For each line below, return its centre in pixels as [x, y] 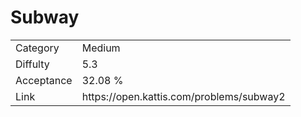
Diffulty [32, 64]
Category [37, 48]
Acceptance [44, 80]
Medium [101, 48]
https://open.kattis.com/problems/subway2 [183, 96]
